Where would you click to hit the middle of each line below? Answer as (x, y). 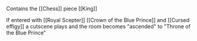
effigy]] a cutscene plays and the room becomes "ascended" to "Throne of (98, 26)
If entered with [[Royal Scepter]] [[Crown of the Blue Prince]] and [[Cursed (98, 20)
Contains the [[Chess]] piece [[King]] (52, 9)
